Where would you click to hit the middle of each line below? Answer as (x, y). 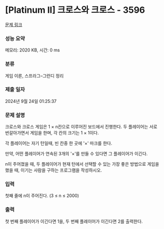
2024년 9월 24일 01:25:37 (31, 101)
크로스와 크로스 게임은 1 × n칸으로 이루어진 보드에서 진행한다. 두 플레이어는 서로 (81, 127)
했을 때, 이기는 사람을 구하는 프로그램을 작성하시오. (54, 170)
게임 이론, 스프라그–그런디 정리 (34, 76)
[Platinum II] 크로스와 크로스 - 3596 (75, 10)
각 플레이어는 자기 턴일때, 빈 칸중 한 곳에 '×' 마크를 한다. (59, 143)
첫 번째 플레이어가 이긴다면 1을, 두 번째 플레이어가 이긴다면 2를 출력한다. (74, 221)
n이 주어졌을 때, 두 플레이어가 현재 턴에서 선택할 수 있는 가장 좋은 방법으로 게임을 (82, 164)
